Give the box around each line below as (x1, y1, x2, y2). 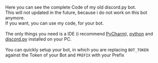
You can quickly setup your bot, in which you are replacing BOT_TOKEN (5, 47, 149, 52)
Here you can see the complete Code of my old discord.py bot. (5, 4, 136, 10)
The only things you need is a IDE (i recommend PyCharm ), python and (5, 31, 153, 36)
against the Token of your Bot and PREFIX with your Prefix (5, 52, 125, 58)
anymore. (5, 15, 25, 20)
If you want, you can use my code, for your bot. (5, 20, 104, 26)
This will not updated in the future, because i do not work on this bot (5, 9, 147, 15)
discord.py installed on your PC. (5, 36, 72, 42)
